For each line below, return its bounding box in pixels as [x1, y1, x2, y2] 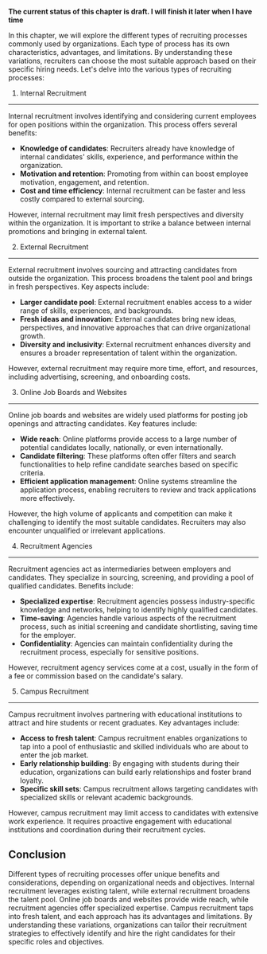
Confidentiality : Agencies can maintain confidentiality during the [19, 639, 233, 648]
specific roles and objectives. [8, 936, 105, 946]
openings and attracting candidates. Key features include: [8, 419, 198, 428]
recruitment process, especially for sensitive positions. [19, 647, 199, 656]
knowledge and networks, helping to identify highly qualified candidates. [19, 605, 258, 614]
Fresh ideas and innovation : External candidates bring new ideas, [19, 315, 237, 323]
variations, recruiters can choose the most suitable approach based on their [8, 56, 257, 65]
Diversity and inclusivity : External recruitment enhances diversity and [19, 340, 251, 349]
